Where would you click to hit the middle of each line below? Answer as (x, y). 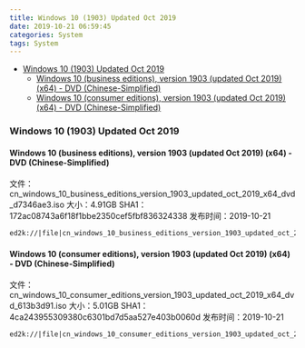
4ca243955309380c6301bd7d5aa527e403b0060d (105, 317)
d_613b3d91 (32, 306)
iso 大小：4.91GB (85, 204)
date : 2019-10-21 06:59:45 (60, 26)
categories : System (46, 35)
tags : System (34, 43)
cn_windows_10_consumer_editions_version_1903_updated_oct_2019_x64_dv (152, 295)
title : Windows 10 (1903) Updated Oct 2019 (93, 18)
